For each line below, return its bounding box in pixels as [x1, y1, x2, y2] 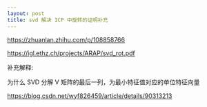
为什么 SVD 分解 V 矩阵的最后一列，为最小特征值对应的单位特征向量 [7, 77, 200, 86]
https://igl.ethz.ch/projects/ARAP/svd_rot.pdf [7, 49, 136, 57]
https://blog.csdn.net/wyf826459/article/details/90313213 [7, 91, 172, 100]
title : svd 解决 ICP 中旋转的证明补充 [7, 17, 108, 23]
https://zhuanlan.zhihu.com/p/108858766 [7, 35, 126, 43]
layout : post [7, 10, 45, 17]
